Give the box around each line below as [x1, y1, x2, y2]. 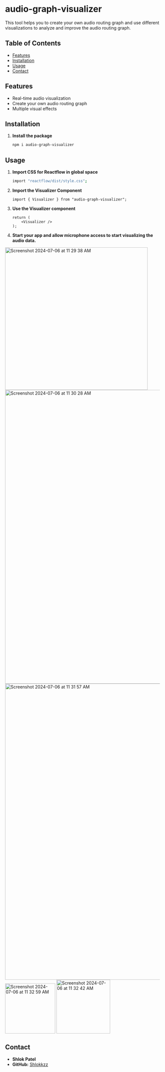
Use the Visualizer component [12, 205, 76, 211]
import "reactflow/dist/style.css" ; [12, 178, 87, 184]
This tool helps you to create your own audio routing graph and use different [5, 20, 160, 26]
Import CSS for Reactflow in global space [12, 169, 98, 175]
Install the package [12, 133, 53, 139]
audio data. [12, 237, 36, 243]
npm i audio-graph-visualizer [12, 143, 75, 147]
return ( [12, 215, 30, 220]
